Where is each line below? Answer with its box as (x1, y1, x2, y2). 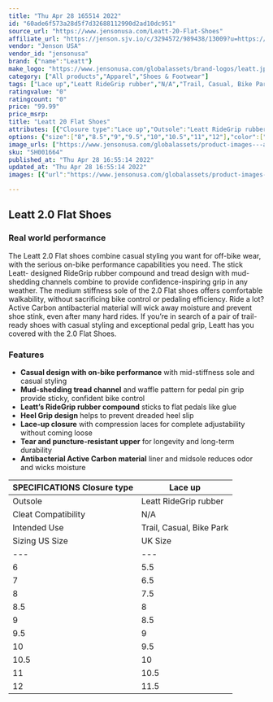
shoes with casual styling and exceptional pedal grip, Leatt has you (29, 320, 254, 329)
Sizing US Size (12, 534, 68, 546)
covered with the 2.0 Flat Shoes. (8, 329, 117, 338)
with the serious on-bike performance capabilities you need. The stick (8, 259, 244, 269)
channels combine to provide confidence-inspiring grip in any (41, 277, 248, 286)
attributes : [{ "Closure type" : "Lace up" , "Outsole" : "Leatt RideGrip (8, 125, 242, 133)
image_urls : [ (8, 140, 57, 149)
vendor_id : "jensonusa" (8, 50, 89, 58)
